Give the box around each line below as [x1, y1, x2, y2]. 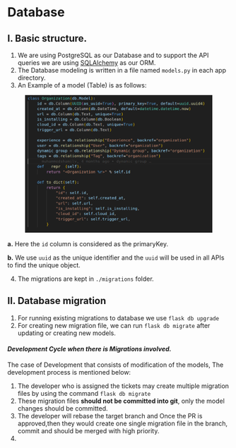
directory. [17, 73, 46, 82]
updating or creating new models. [17, 329, 117, 337]
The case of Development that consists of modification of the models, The [7, 361, 224, 369]
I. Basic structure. [7, 32, 87, 44]
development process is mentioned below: [7, 368, 131, 376]
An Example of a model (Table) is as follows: [17, 81, 147, 89]
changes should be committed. [17, 404, 108, 413]
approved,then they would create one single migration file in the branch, [17, 419, 228, 428]
